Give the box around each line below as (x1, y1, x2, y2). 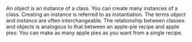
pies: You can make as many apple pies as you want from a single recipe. (6, 29, 183, 36)
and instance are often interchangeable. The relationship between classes (6, 17, 185, 24)
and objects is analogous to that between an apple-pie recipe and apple (6, 23, 180, 30)
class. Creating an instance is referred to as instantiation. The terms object (6, 11, 186, 18)
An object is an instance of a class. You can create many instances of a (6, 5, 178, 12)
